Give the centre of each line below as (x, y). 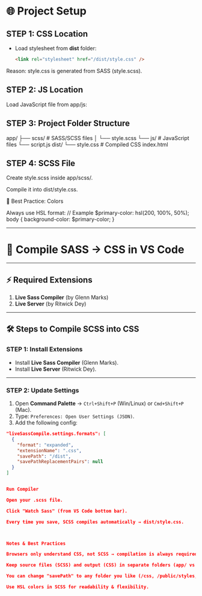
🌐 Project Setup (47, 11)
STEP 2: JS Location (45, 90)
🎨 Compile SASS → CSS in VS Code (95, 249)
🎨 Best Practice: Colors (35, 201)
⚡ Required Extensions (49, 280)
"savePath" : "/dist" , (44, 456)
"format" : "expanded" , (45, 445)
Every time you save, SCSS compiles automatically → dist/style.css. (95, 522)
